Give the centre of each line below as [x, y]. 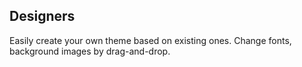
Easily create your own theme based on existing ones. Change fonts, [150, 40]
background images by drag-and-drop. [90, 51]
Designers [42, 16]
